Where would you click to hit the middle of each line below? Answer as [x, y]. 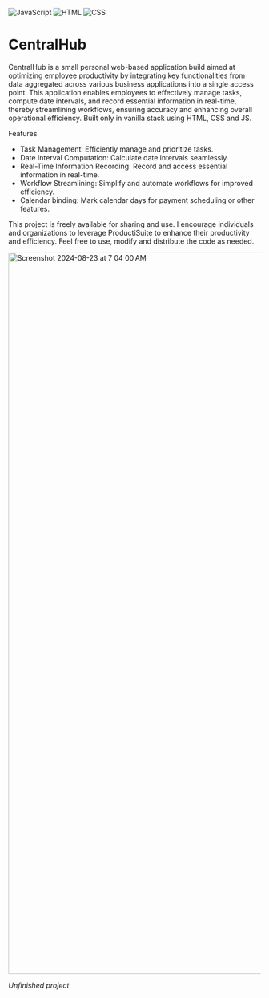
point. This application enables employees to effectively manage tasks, [125, 92]
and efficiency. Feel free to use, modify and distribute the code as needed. [131, 241]
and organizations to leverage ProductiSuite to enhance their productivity [129, 232]
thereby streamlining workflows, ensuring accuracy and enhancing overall [130, 109]
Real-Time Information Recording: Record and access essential [124, 166]
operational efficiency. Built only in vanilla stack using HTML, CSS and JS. [130, 118]
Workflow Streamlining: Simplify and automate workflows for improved [137, 183]
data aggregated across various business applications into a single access [131, 83]
